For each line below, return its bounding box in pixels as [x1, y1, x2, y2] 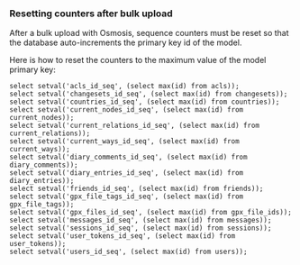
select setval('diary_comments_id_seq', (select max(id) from [9, 152, 248, 162]
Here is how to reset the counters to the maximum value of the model [9, 55, 267, 66]
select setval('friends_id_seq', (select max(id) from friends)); [9, 184, 264, 194]
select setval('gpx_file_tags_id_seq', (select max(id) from [9, 192, 244, 201]
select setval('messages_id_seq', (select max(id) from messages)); [9, 215, 272, 225]
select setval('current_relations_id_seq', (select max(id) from [9, 121, 259, 131]
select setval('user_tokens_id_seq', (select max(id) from [9, 232, 236, 241]
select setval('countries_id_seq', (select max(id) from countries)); [9, 97, 280, 106]
